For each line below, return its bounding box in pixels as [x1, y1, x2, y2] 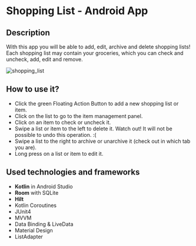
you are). [14, 143, 37, 151]
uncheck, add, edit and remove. [6, 56, 84, 63]
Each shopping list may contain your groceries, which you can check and [6, 50, 184, 57]
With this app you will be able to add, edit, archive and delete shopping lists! [6, 43, 191, 50]
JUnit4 [14, 208, 31, 215]
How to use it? [6, 84, 59, 94]
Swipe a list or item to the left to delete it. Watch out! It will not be [14, 125, 172, 132]
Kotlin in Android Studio [14, 183, 73, 190]
